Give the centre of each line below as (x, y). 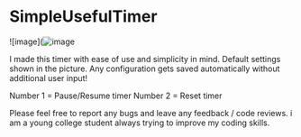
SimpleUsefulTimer (83, 17)
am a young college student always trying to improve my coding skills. (140, 123)
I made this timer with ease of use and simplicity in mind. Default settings (145, 59)
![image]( (26, 41)
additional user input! (49, 78)
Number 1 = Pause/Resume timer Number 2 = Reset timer (116, 96)
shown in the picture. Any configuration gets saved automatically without (145, 68)
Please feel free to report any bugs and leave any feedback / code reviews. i (151, 113)
